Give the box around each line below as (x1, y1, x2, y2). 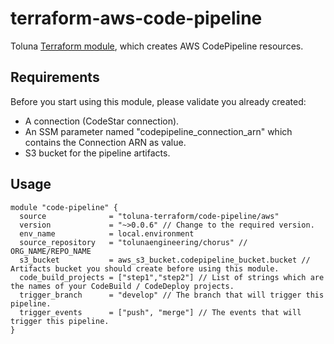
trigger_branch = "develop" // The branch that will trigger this (19, 290, 325, 300)
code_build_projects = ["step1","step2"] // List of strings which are (19, 272, 325, 282)
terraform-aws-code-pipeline (10, 7, 263, 30)
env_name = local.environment (19, 228, 195, 239)
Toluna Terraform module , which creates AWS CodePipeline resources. (10, 40, 304, 52)
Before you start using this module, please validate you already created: (10, 95, 307, 107)
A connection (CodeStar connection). (24, 115, 180, 127)
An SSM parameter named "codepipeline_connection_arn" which (24, 125, 293, 137)
